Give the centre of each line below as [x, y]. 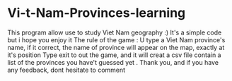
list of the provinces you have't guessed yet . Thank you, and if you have [113, 62]
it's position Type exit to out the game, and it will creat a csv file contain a [114, 55]
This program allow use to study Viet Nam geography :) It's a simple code [115, 32]
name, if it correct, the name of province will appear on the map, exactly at [116, 47]
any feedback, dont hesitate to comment [66, 70]
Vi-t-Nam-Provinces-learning [97, 13]
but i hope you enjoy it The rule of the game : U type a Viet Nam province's [116, 39]
